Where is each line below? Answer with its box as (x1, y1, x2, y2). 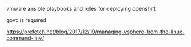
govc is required (6, 17, 47, 23)
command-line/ (6, 35, 44, 41)
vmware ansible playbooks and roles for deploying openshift (6, 5, 156, 12)
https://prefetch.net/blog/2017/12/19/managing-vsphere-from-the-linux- (6, 28, 185, 35)
